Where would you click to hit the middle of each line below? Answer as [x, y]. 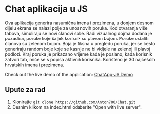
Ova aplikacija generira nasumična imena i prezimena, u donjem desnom [79, 23]
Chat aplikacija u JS [47, 9]
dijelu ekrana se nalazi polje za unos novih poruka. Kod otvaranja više [76, 28]
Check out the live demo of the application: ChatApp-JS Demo [69, 74]
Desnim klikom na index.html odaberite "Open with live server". [77, 107]
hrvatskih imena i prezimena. [35, 65]
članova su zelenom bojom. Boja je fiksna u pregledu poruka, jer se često [80, 43]
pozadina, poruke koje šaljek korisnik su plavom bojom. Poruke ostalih [77, 38]
